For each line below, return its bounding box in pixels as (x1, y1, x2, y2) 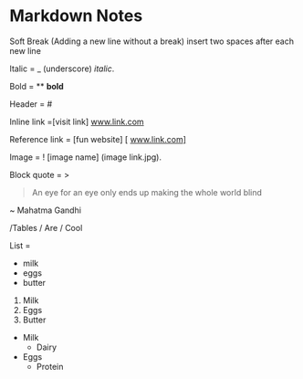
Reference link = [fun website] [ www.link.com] (9, 133, 187, 144)
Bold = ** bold (9, 80, 64, 91)
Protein (36, 361, 64, 372)
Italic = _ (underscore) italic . (9, 63, 115, 74)
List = (9, 239, 31, 251)
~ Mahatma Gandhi (9, 205, 82, 216)
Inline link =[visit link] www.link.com (9, 116, 144, 127)
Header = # (9, 98, 53, 110)
